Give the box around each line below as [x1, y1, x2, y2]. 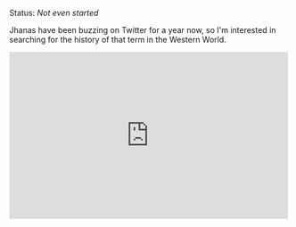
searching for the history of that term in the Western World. [9, 35, 227, 45]
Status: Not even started [9, 8, 99, 18]
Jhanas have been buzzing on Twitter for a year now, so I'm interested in [9, 25, 276, 35]
